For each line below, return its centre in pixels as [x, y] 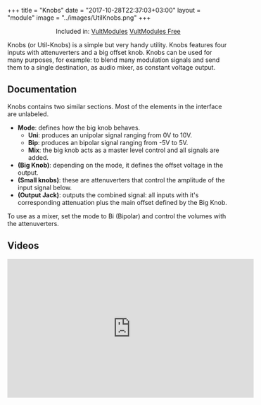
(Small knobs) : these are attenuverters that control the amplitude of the [121, 180]
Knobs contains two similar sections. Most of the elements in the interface [115, 106]
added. [38, 157]
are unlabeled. [28, 114]
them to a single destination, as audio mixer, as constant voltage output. [112, 67]
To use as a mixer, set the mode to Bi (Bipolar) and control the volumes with [117, 216]
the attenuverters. [33, 223]
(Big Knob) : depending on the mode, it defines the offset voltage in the [120, 165]
